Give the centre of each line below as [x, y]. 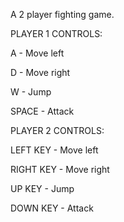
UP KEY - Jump [42, 188]
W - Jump [31, 92]
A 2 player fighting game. [62, 14]
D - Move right [40, 72]
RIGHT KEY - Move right [60, 169]
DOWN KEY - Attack [52, 208]
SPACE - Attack [42, 111]
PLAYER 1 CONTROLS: [56, 33]
